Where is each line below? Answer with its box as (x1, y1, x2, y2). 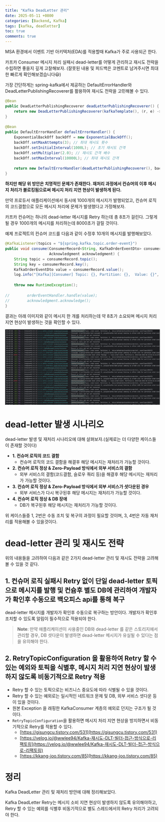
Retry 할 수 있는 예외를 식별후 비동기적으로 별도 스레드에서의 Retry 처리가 (5, 805, 146, 811)
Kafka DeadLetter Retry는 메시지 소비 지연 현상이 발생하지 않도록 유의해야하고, (5, 799, 157, 805)
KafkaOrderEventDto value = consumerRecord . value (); (14, 267, 124, 272)
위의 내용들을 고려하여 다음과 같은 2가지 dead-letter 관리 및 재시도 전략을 (5, 555, 146, 561)
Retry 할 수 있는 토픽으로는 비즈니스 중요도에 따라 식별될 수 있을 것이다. (12, 687, 149, 692)
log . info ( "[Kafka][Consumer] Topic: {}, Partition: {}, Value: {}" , (14, 272, 160, 277)
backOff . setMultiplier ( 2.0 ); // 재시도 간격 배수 (14, 150, 110, 155)
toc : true (5, 29, 26, 34)
